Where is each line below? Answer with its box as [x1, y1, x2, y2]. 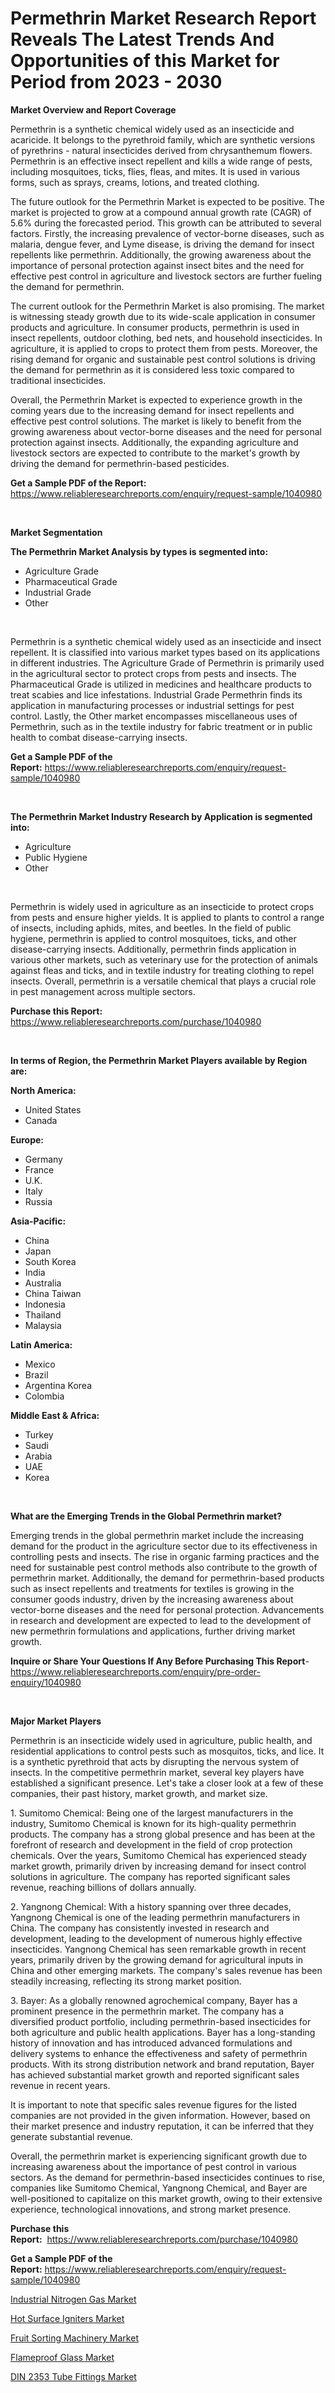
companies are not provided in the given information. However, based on [10, 2109, 311, 2121]
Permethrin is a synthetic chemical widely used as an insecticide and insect [10, 635, 322, 647]
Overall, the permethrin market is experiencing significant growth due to [10, 2150, 308, 2162]
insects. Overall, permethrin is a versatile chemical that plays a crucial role [10, 975, 317, 987]
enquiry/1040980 [10, 1676, 82, 1688]
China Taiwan [24, 1287, 82, 1299]
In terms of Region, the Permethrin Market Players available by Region [10, 1054, 308, 1066]
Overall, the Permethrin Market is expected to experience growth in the [10, 393, 303, 406]
